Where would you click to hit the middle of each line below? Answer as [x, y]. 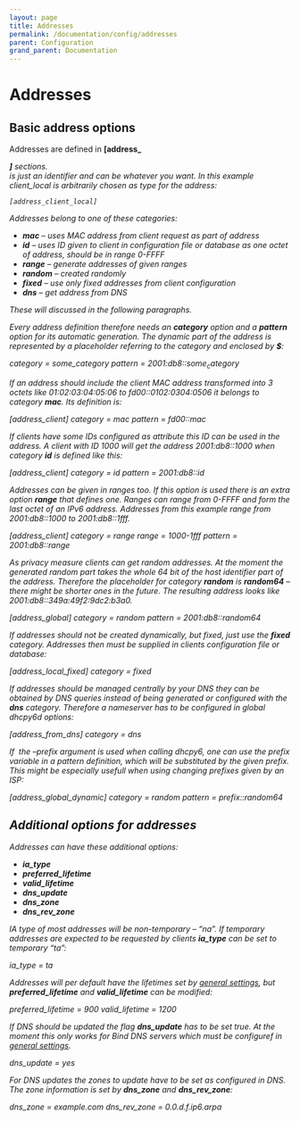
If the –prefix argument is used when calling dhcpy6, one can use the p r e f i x [150, 751]
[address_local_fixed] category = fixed [80, 671]
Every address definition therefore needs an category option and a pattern [148, 328]
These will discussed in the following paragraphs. [100, 310]
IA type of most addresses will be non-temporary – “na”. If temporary [137, 928]
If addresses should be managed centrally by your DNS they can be [134, 688]
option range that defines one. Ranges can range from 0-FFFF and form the [150, 499]
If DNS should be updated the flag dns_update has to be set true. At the [142, 1026]
